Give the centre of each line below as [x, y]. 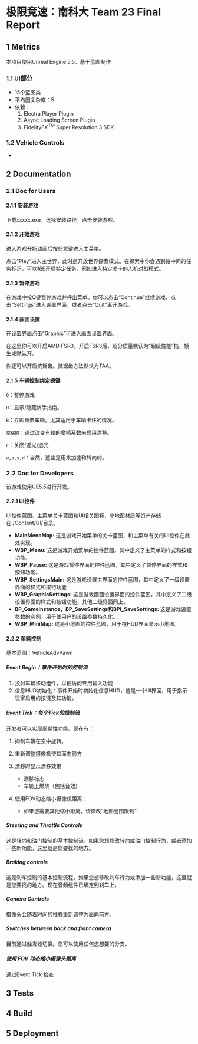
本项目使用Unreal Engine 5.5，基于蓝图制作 [59, 62]
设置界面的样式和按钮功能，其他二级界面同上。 [71, 602]
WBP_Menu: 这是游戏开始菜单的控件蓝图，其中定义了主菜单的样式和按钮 [103, 550]
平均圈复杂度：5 [34, 100]
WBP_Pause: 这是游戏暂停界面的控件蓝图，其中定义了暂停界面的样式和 [101, 565]
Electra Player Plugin [49, 114]
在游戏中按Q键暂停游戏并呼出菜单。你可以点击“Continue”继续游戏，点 [91, 297]
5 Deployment [32, 1034]
